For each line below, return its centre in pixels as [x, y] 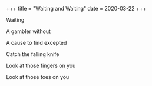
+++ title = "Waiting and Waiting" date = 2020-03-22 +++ [76, 9]
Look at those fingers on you [41, 65]
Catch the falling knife [33, 54]
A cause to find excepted [37, 43]
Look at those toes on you [38, 77]
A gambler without [29, 31]
